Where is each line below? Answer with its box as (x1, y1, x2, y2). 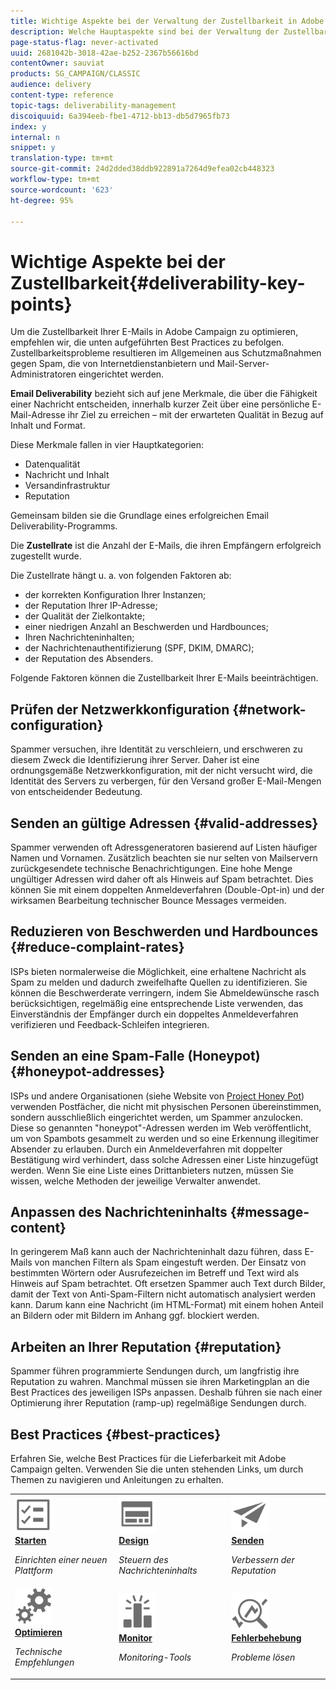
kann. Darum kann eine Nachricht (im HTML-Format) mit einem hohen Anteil (10, 1299, 324, 1311)
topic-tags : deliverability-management (10, 100, 177, 110)
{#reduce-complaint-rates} (10, 939, 185, 956)
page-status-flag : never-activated (10, 37, 159, 47)
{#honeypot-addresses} (10, 1063, 166, 1080)
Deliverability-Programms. (10, 520, 118, 532)
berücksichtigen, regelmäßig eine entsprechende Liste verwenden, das (10, 997, 304, 1009)
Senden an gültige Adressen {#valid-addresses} (10, 815, 319, 832)
